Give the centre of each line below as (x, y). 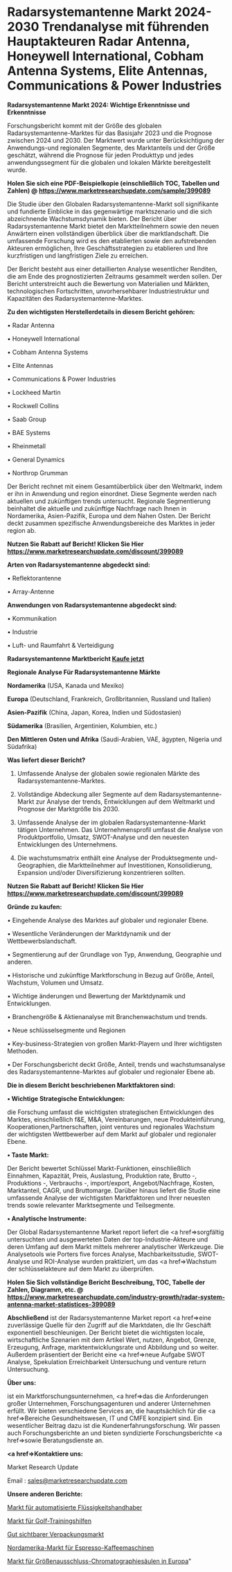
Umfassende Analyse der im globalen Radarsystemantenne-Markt (111, 822)
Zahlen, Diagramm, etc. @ (45, 1289)
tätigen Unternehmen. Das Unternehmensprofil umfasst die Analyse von (120, 829)
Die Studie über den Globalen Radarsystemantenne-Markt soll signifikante (113, 204)
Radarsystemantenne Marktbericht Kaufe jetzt (76, 658)
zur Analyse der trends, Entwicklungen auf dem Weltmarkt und (125, 802)
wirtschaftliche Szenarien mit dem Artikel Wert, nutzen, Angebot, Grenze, (111, 1340)
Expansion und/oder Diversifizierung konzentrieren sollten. (101, 872)
